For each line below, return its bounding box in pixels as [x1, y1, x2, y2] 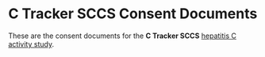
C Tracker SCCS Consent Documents [8, 5, 258, 23]
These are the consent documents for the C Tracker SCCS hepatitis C [8, 31, 236, 40]
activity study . [8, 39, 54, 48]
